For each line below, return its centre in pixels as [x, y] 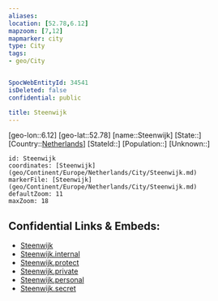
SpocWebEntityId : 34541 [49, 83]
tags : [17, 53]
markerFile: [28, 180]
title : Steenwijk [38, 112]
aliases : [23, 16]
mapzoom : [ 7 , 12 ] [36, 31]
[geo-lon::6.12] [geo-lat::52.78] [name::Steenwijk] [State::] [105, 135]
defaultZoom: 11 [36, 194]
